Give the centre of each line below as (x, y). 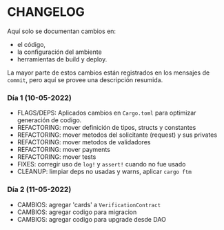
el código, (31, 44)
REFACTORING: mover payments (63, 150)
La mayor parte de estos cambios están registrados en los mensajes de (109, 73)
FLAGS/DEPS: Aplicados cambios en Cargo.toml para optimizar (106, 113)
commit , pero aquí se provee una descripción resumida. (85, 79)
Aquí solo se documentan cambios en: (61, 31)
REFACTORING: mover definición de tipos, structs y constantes (106, 128)
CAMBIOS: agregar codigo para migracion (77, 212)
